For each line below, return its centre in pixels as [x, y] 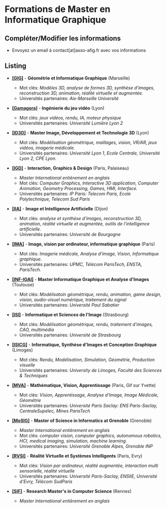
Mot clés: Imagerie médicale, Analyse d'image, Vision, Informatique [89, 253]
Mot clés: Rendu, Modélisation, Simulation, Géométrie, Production [87, 359]
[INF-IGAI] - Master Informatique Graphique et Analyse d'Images [81, 279]
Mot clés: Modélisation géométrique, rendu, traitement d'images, [86, 324]
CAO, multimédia [37, 329]
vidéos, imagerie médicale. [47, 147]
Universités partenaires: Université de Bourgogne [70, 234]
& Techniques [33, 375]
